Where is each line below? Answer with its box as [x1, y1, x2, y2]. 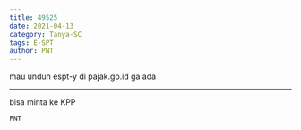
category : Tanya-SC [9, 30, 82, 39]
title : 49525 [9, 13, 58, 22]
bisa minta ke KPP [9, 97, 76, 108]
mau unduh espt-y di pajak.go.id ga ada [9, 71, 157, 82]
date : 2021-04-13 [9, 22, 74, 30]
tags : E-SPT [9, 38, 54, 48]
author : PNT [9, 47, 54, 56]
